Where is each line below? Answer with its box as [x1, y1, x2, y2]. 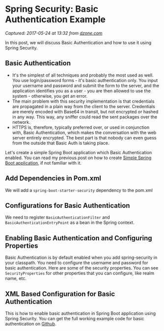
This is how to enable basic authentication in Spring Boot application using [5, 310, 156, 316]
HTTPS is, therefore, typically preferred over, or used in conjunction [12, 124, 150, 130]
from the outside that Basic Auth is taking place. [12, 140, 109, 146]
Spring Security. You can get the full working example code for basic [5, 316, 144, 321]
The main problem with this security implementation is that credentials [12, 98, 155, 104]
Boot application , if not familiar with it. [5, 160, 82, 165]
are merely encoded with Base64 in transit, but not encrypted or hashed [12, 109, 159, 114]
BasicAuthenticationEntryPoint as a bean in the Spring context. [5, 220, 135, 225]
